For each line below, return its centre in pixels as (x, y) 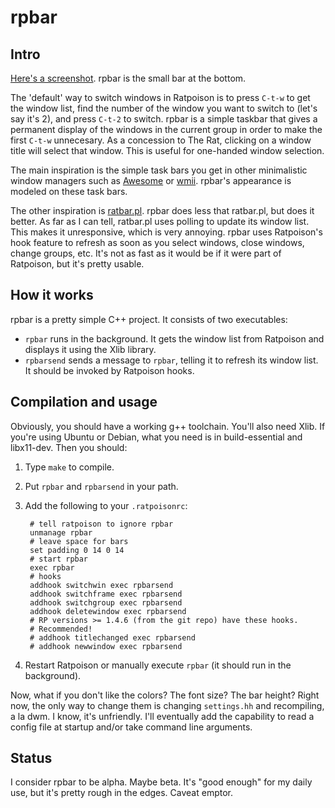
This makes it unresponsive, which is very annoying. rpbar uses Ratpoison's (166, 232)
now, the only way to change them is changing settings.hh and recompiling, (167, 705)
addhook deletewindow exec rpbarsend (108, 611)
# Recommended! (61, 629)
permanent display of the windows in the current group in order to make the (166, 129)
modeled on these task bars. (69, 191)
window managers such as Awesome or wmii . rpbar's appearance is (151, 180)
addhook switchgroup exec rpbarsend (106, 602)
